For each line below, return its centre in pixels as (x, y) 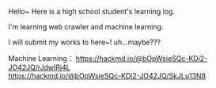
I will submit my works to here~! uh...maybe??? (84, 42)
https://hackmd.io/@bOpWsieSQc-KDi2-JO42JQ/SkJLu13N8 (107, 76)
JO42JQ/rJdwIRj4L (40, 67)
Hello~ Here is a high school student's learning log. (92, 11)
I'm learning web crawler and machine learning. (86, 27)
